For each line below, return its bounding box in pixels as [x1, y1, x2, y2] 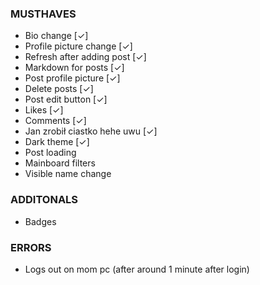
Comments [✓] [24, 115, 87, 127]
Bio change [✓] [24, 30, 89, 42]
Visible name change [24, 168, 112, 180]
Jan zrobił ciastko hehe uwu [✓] [24, 125, 158, 137]
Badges [24, 215, 57, 227]
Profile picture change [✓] [24, 40, 133, 52]
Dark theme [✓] [24, 136, 90, 148]
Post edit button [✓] [24, 93, 108, 106]
